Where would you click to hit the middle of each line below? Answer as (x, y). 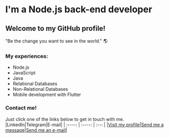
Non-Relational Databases (40, 89)
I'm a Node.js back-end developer (79, 9)
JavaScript (24, 73)
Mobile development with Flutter (47, 95)
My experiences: (27, 56)
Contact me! (21, 108)
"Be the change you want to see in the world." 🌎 (57, 41)
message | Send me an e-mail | (36, 130)
